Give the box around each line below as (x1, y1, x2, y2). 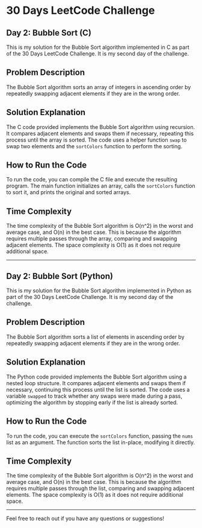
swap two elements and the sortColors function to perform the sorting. (6, 142, 183, 149)
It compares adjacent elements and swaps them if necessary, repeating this (6, 130, 194, 137)
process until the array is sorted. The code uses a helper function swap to (6, 136, 187, 143)
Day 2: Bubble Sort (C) (6, 28, 92, 38)
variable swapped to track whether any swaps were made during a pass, (6, 392, 182, 400)
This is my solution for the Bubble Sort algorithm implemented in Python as (6, 287, 192, 294)
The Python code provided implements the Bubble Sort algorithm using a (6, 373, 187, 380)
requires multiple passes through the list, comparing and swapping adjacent (6, 485, 195, 492)
